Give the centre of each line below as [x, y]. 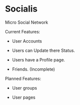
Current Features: [23, 31]
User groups [24, 88]
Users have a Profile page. [39, 60]
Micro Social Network [27, 22]
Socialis [21, 9]
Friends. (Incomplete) [33, 69]
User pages [24, 97]
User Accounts [27, 41]
